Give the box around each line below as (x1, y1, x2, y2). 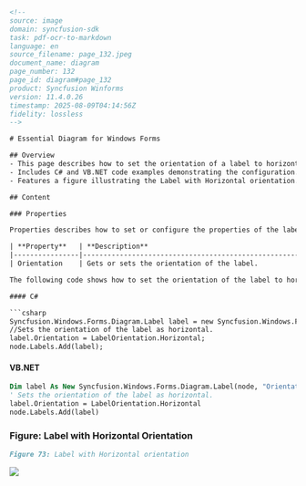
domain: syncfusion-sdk (9, 25, 100, 34)
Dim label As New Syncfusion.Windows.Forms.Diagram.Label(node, (9, 382, 259, 391)
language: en (9, 41, 59, 51)
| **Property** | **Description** (9, 242, 148, 252)
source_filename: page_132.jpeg (9, 50, 132, 59)
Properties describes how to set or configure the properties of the (9, 225, 280, 235)
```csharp (9, 308, 47, 317)
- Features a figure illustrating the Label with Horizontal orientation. (9, 176, 300, 185)
